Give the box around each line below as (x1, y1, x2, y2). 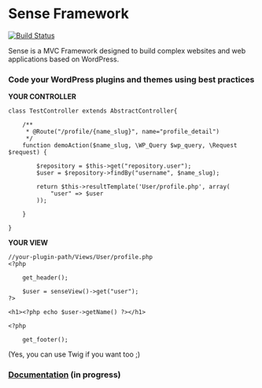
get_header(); (22, 274, 68, 282)
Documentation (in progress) (8, 369, 121, 380)
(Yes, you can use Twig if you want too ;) (8, 349, 141, 359)
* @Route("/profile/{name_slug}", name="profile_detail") (25, 127, 220, 136)
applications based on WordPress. (8, 54, 120, 64)
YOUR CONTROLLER (8, 92, 76, 102)
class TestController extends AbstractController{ (8, 107, 178, 115)
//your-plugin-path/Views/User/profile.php (8, 253, 153, 261)
